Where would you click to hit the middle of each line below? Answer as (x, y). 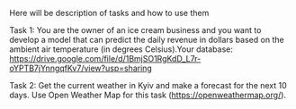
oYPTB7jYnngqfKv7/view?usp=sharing (81, 68)
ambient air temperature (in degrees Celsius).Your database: (121, 49)
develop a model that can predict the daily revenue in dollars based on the (147, 40)
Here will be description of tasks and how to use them (109, 13)
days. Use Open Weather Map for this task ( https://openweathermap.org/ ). (148, 95)
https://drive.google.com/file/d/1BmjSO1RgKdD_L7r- (105, 59)
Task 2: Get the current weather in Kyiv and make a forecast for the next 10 (148, 85)
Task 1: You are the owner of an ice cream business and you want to (135, 30)
